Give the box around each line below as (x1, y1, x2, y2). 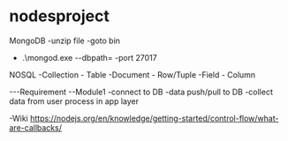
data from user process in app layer (9, 95, 140, 107)
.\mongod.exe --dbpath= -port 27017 (21, 52, 157, 63)
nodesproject (9, 6, 110, 26)
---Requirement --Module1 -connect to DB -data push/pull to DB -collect (9, 86, 274, 97)
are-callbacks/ (9, 122, 62, 133)
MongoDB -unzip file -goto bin (9, 35, 121, 46)
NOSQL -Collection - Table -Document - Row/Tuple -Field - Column (9, 69, 256, 80)
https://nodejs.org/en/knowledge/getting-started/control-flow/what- (29, 113, 279, 123)
